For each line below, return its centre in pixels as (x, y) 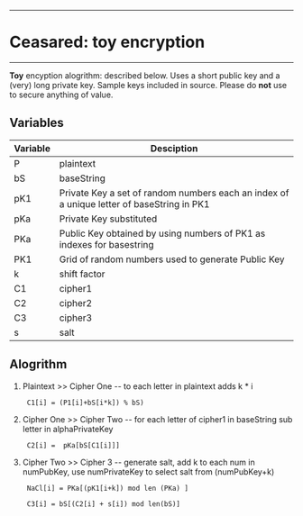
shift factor (82, 274)
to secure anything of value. (61, 95)
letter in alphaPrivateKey (68, 429)
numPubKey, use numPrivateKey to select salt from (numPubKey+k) (148, 471)
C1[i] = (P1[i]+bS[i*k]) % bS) (85, 403)
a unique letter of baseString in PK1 (134, 204)
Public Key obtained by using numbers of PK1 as (162, 233)
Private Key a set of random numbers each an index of (174, 193)
